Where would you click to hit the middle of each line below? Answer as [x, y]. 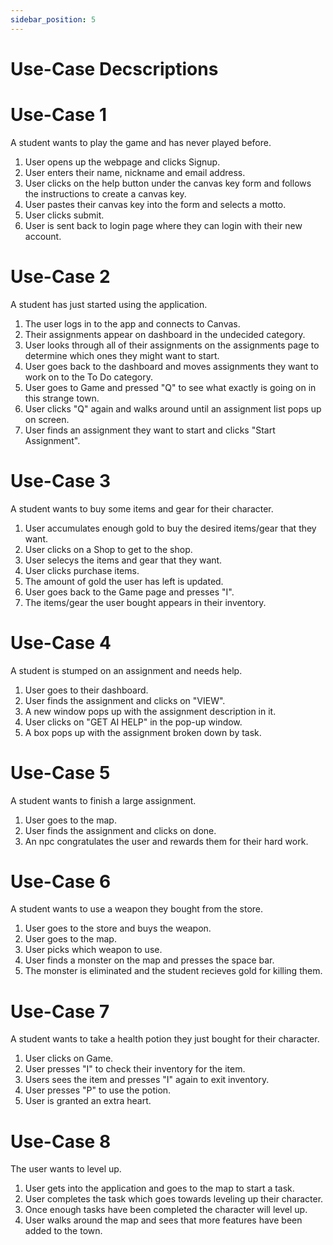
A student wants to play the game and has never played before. [141, 142]
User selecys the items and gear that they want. [123, 560]
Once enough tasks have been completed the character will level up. [166, 1210]
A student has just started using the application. [109, 304]
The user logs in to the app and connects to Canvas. [132, 323]
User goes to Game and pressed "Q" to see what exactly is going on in [170, 387]
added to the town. [63, 1231]
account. [43, 236]
